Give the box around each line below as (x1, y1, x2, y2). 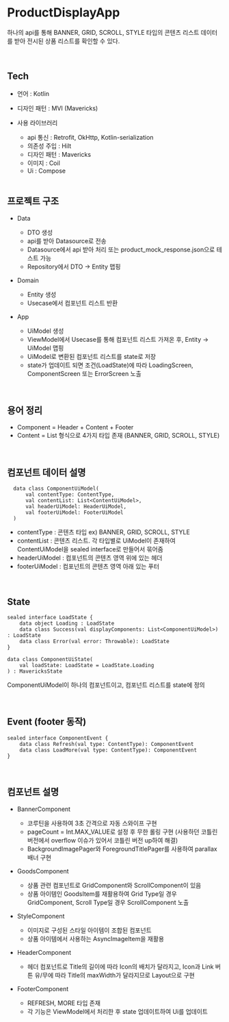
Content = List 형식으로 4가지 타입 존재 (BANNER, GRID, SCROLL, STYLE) (16, 432, 220, 440)
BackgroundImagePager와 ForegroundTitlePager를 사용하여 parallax (27, 845, 217, 853)
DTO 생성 (27, 228, 53, 236)
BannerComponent (16, 805, 70, 813)
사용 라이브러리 (16, 119, 58, 127)
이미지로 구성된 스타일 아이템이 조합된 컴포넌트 (27, 926, 152, 934)
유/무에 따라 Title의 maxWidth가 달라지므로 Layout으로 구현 (34, 971, 195, 979)
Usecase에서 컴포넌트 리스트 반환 (27, 299, 118, 307)
